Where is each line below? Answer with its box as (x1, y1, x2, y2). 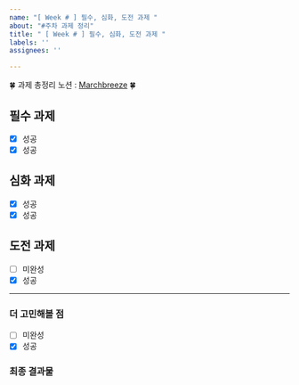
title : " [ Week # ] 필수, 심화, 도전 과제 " (9, 29, 166, 38)
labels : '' (9, 37, 50, 47)
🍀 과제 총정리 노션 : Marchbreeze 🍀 (9, 79, 136, 90)
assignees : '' (9, 46, 62, 55)
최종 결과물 (9, 365, 54, 378)
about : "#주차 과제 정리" (9, 21, 94, 30)
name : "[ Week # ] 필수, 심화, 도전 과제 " (9, 12, 158, 22)
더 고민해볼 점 (9, 307, 65, 320)
